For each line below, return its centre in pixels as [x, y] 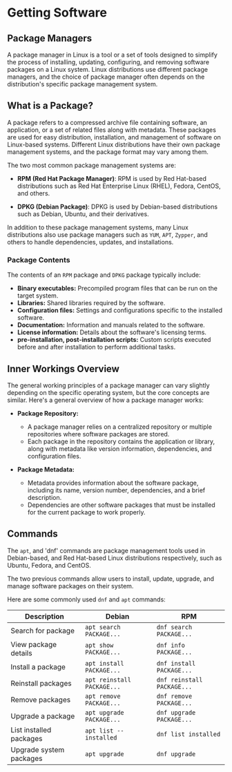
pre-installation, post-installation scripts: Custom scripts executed [114, 340]
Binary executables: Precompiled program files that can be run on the [117, 289]
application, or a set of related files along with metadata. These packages [112, 130]
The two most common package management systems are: [91, 165]
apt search [103, 627]
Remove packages [41, 699]
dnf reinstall [180, 679]
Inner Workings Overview [63, 368]
